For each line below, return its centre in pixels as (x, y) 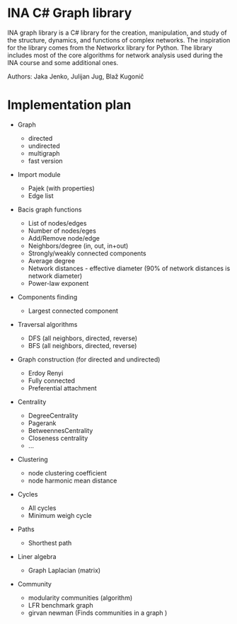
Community (34, 584)
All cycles (42, 508)
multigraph (44, 153)
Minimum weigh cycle (60, 515)
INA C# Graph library (70, 13)
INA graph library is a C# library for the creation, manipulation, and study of (117, 33)
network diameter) (55, 276)
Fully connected (52, 381)
